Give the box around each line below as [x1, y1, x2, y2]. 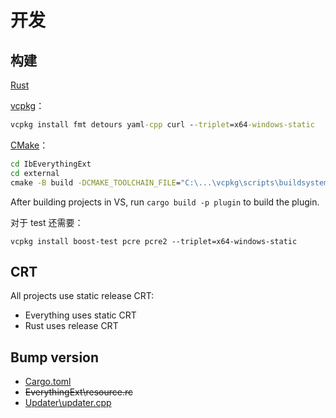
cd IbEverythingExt [10, 159, 92, 169]
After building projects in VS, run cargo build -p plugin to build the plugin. [10, 196, 320, 208]
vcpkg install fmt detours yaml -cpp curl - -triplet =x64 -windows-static [10, 120, 315, 130]
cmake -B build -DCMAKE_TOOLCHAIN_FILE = [10, 177, 182, 188]
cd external [10, 168, 60, 178]
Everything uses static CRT [24, 309, 137, 321]
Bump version [10, 349, 100, 366]
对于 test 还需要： [10, 216, 84, 228]
